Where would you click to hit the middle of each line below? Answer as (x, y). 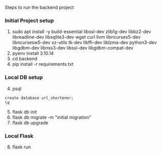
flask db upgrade (30, 122)
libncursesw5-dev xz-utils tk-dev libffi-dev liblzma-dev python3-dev (84, 42)
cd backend (25, 59)
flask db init (24, 112)
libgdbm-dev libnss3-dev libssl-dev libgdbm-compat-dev (73, 48)
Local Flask (19, 136)
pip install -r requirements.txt (43, 64)
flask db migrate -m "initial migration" (52, 117)
